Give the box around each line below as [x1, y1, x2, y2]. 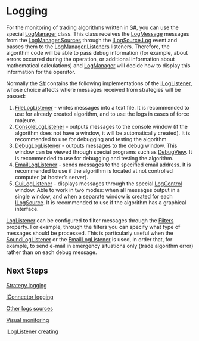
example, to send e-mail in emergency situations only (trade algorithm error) [6, 242, 194, 249]
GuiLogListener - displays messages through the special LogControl [14, 180, 182, 187]
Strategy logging [6, 281, 47, 289]
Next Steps [6, 266, 48, 276]
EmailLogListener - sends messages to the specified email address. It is [14, 161, 191, 168]
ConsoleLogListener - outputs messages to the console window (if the [14, 123, 188, 130]
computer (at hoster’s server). [14, 173, 88, 181]
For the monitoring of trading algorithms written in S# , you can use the [6, 24, 179, 31]
